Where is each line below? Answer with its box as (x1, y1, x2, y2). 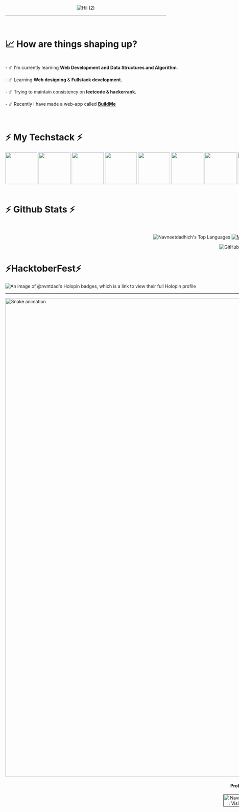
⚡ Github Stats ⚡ (5, 204, 76, 216)
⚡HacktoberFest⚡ (5, 263, 82, 274)
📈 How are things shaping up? (5, 38, 138, 50)
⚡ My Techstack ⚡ (5, 132, 83, 143)
